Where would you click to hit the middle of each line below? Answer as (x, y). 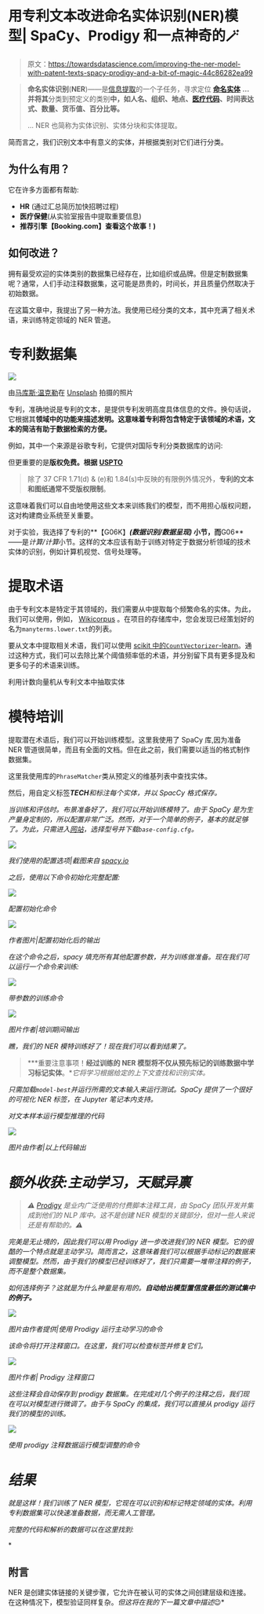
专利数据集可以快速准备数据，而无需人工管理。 (83, 1513)
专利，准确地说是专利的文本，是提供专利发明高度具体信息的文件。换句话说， (132, 409)
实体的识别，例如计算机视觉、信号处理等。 (77, 552)
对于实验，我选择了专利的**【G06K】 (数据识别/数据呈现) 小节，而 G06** (126, 532)
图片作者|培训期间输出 (44, 1029)
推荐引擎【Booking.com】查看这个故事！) (88, 226)
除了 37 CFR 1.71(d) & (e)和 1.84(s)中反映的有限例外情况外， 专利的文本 (141, 479)
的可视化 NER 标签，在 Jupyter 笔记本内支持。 (83, 1099)
